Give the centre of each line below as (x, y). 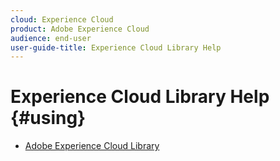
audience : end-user (51, 38)
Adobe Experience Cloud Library (92, 146)
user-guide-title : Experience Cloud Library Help (116, 47)
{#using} (48, 118)
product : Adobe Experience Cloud (80, 29)
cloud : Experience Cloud (62, 19)
